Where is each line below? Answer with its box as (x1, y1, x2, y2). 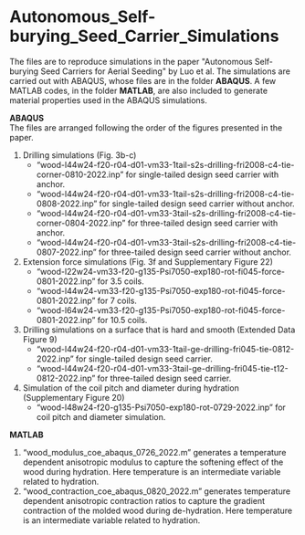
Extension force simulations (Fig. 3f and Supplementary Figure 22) (22, 256, 274, 267)
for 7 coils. (97, 295, 137, 306)
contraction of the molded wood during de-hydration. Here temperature (22, 505, 293, 516)
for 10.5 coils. (97, 314, 148, 325)
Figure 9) (22, 333, 58, 344)
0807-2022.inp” (36, 247, 98, 257)
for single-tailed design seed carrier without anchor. (99, 198, 295, 209)
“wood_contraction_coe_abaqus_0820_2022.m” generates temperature (22, 486, 290, 497)
